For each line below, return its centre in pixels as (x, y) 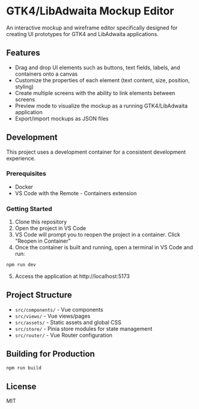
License (21, 386)
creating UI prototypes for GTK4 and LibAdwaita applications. (82, 34)
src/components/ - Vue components (59, 309)
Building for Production (51, 354)
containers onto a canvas (46, 74)
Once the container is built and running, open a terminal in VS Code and (104, 247)
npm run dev (21, 265)
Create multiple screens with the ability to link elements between (95, 93)
